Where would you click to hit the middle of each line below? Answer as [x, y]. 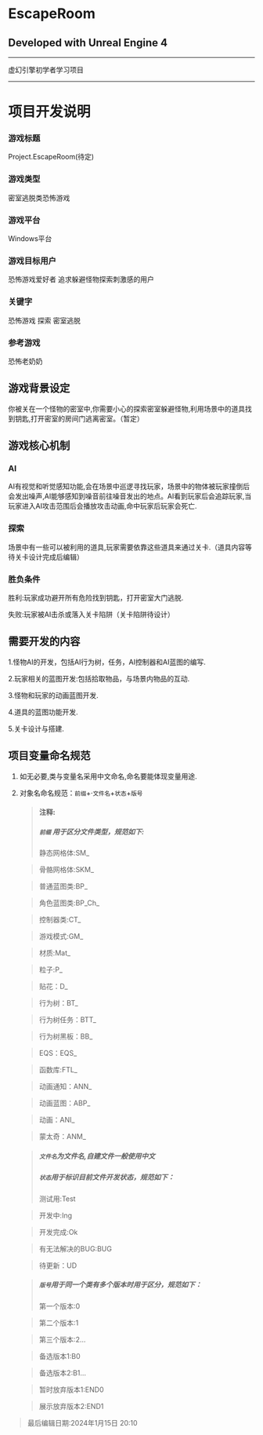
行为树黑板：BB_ [66, 1036]
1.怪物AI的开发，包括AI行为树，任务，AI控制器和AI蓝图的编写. [107, 662]
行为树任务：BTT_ [67, 1020]
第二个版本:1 [59, 1323]
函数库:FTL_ [58, 1070]
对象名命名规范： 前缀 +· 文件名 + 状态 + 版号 [81, 793]
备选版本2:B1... [63, 1373]
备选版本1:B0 [59, 1356]
